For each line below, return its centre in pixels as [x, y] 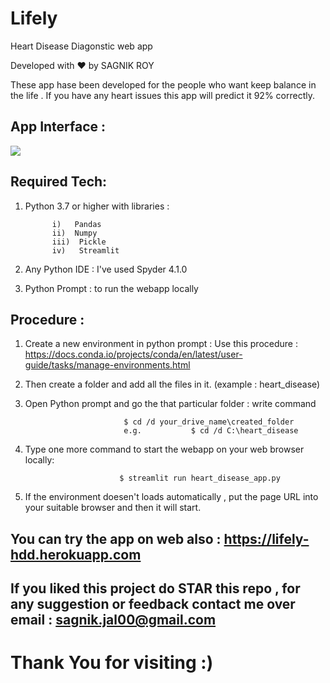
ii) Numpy [74, 233]
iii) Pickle [79, 242]
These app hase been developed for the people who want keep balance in [163, 84]
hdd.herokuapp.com [76, 554]
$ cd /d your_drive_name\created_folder [209, 422]
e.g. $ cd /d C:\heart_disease [211, 431]
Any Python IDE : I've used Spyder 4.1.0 [106, 269]
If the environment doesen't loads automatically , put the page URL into [171, 497]
